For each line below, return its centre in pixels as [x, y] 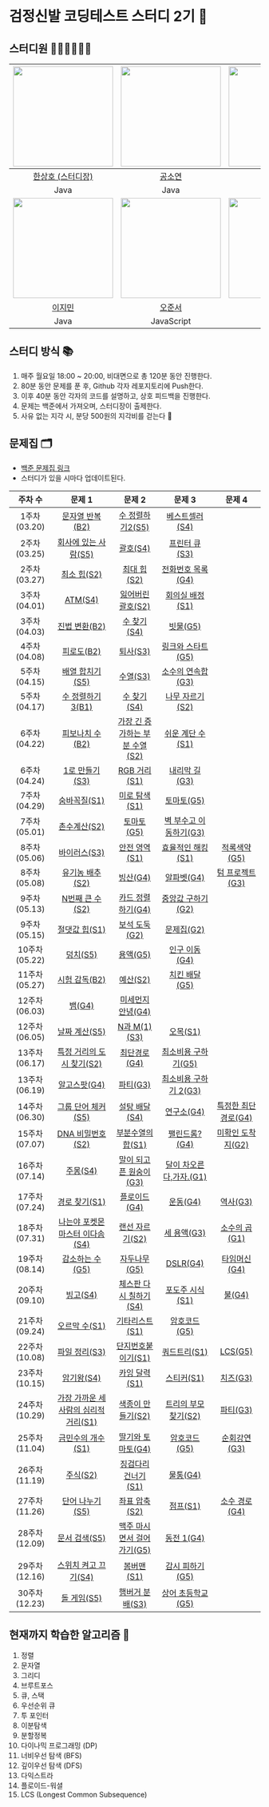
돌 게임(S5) [82, 1598]
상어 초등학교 [185, 1592]
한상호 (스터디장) [63, 177]
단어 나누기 [82, 1500]
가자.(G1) [190, 1176]
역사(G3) [236, 1202]
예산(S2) [135, 979]
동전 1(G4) [185, 1538]
